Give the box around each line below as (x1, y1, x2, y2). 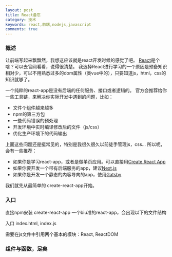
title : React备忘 (5, 12, 41, 17)
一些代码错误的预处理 (12, 118, 58, 124)
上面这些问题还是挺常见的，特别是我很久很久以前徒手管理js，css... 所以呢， (5, 141, 165, 148)
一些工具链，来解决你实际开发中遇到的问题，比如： (5, 94, 113, 100)
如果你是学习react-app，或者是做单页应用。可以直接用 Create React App (12, 159, 166, 165)
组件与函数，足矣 (5, 245, 48, 252)
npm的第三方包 (12, 111, 45, 117)
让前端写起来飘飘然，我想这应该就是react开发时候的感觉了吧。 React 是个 (5, 57, 160, 63)
